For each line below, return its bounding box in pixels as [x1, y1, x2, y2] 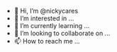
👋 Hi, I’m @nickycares [13, 7, 79, 15]
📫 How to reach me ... [13, 37, 80, 45]
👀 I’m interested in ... [13, 14, 74, 22]
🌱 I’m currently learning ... [13, 22, 90, 30]
